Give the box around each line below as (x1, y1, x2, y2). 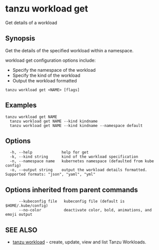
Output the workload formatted (12, 77, 77, 83)
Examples (5, 101, 37, 109)
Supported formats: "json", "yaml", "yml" (5, 172, 96, 177)
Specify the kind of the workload (12, 72, 81, 78)
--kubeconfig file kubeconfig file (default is (18, 199, 125, 204)
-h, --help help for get (10, 150, 89, 155)
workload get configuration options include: (5, 57, 96, 63)
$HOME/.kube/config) (5, 203, 49, 208)
